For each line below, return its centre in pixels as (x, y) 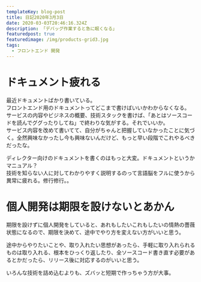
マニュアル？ (22, 165)
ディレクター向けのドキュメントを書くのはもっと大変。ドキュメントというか (100, 158)
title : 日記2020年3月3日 (35, 17)
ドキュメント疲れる (54, 82)
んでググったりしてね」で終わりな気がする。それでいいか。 (95, 122)
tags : (13, 46)
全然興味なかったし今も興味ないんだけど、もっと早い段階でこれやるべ (103, 137)
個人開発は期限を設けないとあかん (91, 207)
